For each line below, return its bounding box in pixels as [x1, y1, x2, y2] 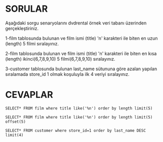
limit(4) [5, 132, 24, 137]
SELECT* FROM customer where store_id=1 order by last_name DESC [5, 128, 146, 133]
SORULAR [5, 3, 48, 15]
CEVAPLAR [5, 89, 53, 101]
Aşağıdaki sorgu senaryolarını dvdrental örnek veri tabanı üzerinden [5, 20, 147, 26]
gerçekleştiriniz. [5, 25, 39, 31]
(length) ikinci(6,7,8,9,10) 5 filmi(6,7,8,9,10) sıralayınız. [5, 55, 115, 62]
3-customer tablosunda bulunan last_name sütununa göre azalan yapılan [5, 66, 157, 72]
